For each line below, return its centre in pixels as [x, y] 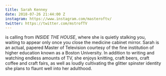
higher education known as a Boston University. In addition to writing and [80, 53]
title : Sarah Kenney [27, 10]
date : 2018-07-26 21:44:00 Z [35, 14]
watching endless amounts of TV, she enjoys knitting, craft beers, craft [77, 58]
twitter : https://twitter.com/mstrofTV [46, 23]
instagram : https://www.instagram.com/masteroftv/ [58, 19]
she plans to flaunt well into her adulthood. [49, 69]
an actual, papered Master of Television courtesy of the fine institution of [80, 48]
